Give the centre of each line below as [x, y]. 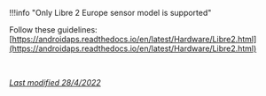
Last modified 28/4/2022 [55, 82]
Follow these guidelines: [53, 30]
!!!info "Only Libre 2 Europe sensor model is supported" [110, 13]
